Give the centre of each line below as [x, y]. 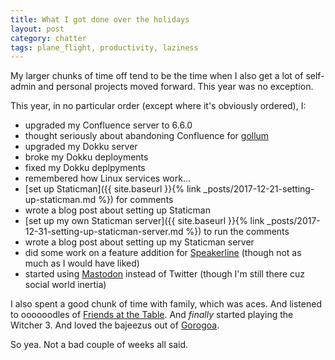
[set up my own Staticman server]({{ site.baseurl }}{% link [144, 221]
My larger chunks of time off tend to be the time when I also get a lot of [157, 76]
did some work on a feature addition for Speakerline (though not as [163, 253]
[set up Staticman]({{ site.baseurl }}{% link [113, 189]
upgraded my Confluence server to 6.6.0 [108, 125]
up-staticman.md [60, 200]
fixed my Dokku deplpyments [85, 168]
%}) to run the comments [237, 232]
